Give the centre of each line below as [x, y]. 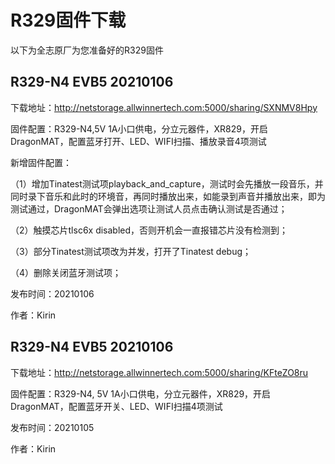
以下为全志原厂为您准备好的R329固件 [87, 50]
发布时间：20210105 [52, 427]
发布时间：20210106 [52, 293]
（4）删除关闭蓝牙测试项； [66, 272]
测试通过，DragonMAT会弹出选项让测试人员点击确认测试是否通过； [149, 208]
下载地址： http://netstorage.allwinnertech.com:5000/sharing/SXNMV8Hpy [164, 107]
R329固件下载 [68, 20]
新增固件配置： [41, 162]
